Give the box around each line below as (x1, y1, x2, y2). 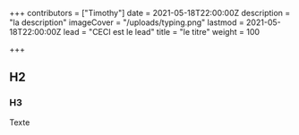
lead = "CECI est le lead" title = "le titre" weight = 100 (63, 27, 261, 37)
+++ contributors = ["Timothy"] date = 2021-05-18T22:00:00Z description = (9, 8, 291, 18)
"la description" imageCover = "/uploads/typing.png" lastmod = (9, 17, 244, 28)
